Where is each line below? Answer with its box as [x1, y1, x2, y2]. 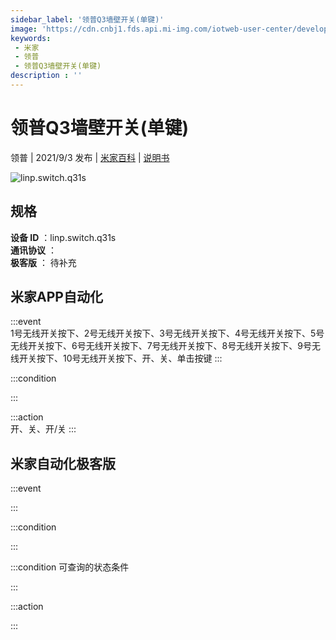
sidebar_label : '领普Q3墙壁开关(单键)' [10, 14, 165, 25]
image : [10, 24, 38, 34]
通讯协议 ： [10, 244, 57, 256]
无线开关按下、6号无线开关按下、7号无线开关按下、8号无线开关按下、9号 [10, 340, 312, 352]
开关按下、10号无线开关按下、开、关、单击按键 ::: [18, 352, 223, 365]
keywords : [10, 33, 52, 43]
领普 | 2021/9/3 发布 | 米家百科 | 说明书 [10, 151, 170, 163]
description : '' [10, 71, 83, 81]
